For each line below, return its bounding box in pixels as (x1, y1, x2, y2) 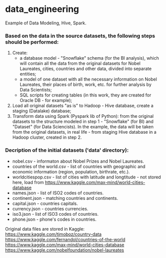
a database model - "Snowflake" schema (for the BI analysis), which (19, 55, 160, 61)
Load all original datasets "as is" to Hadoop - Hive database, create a (12, 103, 154, 109)
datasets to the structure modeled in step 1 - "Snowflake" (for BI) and (12, 118, 154, 125)
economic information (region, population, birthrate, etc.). (12, 169, 130, 174)
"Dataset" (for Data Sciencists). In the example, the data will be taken (12, 124, 154, 130)
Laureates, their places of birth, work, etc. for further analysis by (19, 82, 152, 87)
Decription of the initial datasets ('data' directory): (5, 147, 129, 154)
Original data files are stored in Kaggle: (5, 226, 85, 232)
